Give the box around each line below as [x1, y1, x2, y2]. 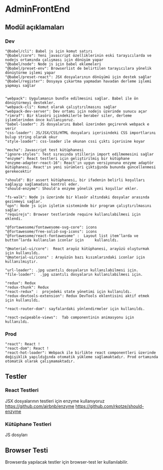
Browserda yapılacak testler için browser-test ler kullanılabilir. [5, 459, 128, 465]
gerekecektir [5, 169, 32, 174]
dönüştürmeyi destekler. [5, 100, 56, 105]
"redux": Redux [5, 281, 36, 286]
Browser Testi [5, 446, 48, 454]
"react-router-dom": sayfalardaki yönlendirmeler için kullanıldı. [5, 306, 145, 311]
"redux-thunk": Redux [5, 285, 49, 290]
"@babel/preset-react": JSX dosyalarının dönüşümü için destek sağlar [5, 75, 152, 79]
